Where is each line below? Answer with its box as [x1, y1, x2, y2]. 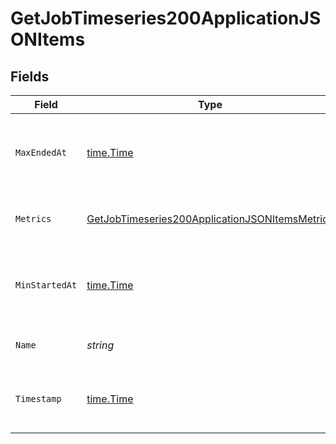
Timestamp [15, 393, 62, 404]
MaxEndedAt [15, 147, 67, 158]
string [86, 338, 115, 352]
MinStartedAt [15, 280, 78, 291]
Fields [10, 68, 50, 85]
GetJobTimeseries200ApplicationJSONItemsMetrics [86, 212, 334, 226]
